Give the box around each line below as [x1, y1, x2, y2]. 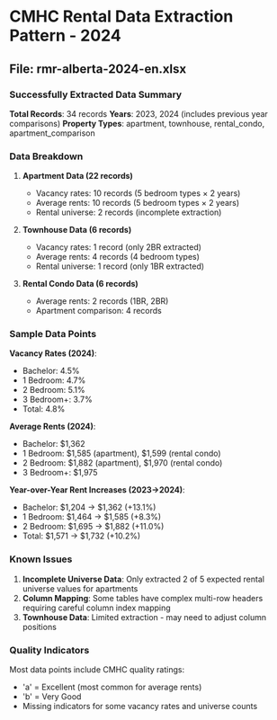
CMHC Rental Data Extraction [9, 6, 234, 27]
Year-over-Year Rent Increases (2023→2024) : [9, 484, 186, 495]
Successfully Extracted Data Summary [9, 88, 183, 101]
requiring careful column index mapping [22, 602, 171, 613]
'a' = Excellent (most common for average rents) [22, 681, 202, 693]
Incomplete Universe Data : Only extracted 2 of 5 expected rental [22, 573, 265, 584]
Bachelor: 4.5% [22, 366, 80, 377]
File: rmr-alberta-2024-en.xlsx [9, 61, 187, 76]
